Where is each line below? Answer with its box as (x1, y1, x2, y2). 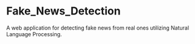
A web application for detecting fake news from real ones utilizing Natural (6, 24, 189, 31)
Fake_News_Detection (6, 4, 121, 18)
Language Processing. (6, 30, 62, 37)
